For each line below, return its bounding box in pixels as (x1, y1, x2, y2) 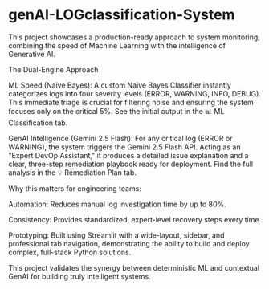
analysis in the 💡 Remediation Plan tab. (8, 167, 137, 177)
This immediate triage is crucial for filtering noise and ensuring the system (8, 97, 255, 107)
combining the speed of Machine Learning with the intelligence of (8, 40, 226, 50)
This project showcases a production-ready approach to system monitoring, (8, 32, 261, 42)
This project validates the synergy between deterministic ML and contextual (8, 263, 259, 272)
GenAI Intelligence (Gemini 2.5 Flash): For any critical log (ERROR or (8, 133, 233, 143)
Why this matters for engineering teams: (8, 183, 142, 193)
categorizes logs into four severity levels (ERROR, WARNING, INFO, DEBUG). (8, 88, 261, 98)
